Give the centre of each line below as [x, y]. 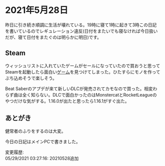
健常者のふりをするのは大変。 [35, 131]
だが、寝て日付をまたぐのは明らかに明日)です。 [53, 37]
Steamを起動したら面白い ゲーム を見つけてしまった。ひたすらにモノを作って [83, 72]
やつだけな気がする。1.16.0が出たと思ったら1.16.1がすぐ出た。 [67, 101]
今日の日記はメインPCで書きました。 [43, 141]
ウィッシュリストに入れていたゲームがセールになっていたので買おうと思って [83, 65]
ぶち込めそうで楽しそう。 [31, 78]
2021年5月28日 [37, 10]
